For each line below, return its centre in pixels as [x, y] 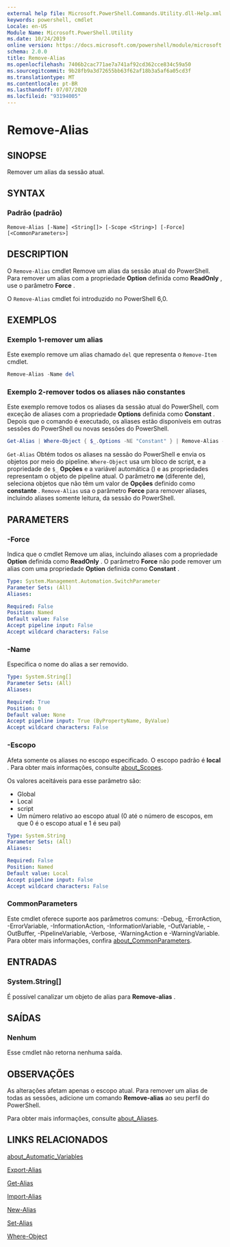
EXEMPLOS [32, 320]
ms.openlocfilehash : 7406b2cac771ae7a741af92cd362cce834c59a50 [99, 64]
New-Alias [22, 1209]
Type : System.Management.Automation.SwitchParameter [84, 581]
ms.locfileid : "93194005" [44, 97]
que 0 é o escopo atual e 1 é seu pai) [69, 823]
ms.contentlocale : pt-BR [42, 84]
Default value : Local [38, 873]
